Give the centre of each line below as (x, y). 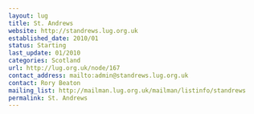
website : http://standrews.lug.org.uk (73, 31)
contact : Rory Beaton (45, 83)
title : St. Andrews (41, 23)
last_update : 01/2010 (45, 53)
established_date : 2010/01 (53, 38)
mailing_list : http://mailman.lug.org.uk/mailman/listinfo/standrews (127, 90)
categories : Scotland (45, 61)
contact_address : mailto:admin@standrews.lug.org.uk (98, 75)
